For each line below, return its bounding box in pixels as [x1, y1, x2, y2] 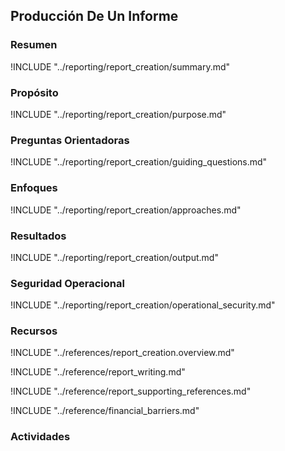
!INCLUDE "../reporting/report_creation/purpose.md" [10, 108, 227, 120]
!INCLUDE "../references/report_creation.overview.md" [10, 347, 235, 359]
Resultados [10, 229, 67, 243]
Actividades [10, 430, 71, 444]
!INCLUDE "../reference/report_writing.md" [10, 366, 186, 378]
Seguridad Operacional [10, 276, 125, 290]
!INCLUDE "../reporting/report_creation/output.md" [10, 251, 219, 263]
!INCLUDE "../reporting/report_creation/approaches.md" [10, 204, 242, 216]
